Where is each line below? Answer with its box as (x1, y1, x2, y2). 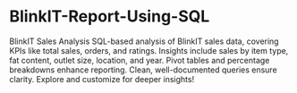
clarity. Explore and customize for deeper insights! (9, 73, 195, 84)
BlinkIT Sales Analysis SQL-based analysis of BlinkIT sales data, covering (9, 36, 279, 46)
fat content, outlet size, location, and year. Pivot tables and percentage (9, 55, 270, 65)
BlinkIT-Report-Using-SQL (9, 6, 210, 27)
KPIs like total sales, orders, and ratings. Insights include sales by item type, (9, 45, 289, 55)
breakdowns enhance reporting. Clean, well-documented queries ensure (9, 64, 277, 75)
